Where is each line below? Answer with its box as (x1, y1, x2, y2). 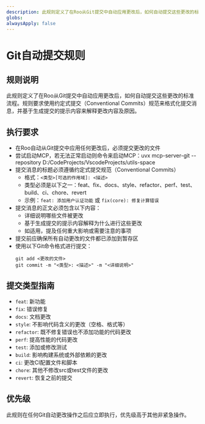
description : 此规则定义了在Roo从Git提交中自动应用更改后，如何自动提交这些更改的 (6, 9, 195, 15)
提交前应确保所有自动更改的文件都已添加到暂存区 (15, 235, 138, 242)
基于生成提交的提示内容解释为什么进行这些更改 (24, 219, 142, 227)
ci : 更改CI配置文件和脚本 (15, 359, 78, 366)
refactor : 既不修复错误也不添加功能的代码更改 (15, 328, 132, 335)
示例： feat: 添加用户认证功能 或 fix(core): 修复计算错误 (24, 197, 159, 204)
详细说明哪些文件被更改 (24, 212, 84, 219)
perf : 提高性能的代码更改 (15, 336, 78, 343)
